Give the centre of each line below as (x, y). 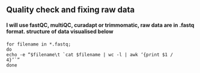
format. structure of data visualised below (60, 31)
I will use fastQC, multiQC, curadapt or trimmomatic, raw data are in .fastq (100, 25)
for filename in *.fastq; (38, 44)
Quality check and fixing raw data (71, 10)
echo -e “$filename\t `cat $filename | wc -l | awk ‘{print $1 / (89, 54)
